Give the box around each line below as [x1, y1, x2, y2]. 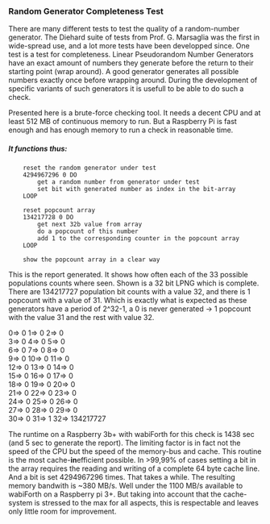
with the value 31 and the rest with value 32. [8, 313, 155, 322]
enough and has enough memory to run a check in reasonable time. [8, 125, 234, 135]
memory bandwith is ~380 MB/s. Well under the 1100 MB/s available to [8, 481, 243, 491]
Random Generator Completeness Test [8, 6, 164, 17]
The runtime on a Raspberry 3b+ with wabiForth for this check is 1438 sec [8, 430, 255, 439]
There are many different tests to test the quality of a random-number [8, 24, 240, 34]
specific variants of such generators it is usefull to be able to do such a [8, 84, 244, 94]
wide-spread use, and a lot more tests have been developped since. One [8, 41, 250, 51]
